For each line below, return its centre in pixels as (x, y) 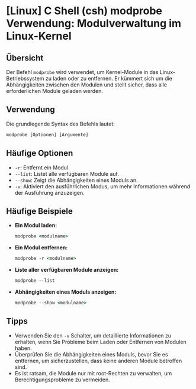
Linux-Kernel (39, 36)
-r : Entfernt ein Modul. (42, 168)
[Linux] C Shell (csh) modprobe (84, 11)
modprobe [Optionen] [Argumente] (47, 134)
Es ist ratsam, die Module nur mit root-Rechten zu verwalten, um (93, 373)
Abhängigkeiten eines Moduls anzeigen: (65, 292)
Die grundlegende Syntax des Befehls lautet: (61, 124)
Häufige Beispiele (39, 211)
